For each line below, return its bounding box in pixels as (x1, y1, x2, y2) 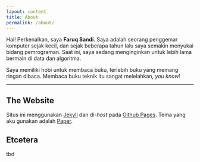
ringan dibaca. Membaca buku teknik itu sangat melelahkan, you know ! (6, 72, 180, 80)
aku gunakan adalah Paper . (6, 117, 73, 125)
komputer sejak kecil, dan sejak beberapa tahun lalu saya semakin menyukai (6, 42, 193, 49)
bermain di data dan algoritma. (6, 55, 82, 62)
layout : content (6, 8, 46, 15)
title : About (6, 14, 39, 20)
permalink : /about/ (6, 20, 55, 26)
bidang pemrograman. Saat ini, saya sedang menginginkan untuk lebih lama (6, 49, 192, 56)
